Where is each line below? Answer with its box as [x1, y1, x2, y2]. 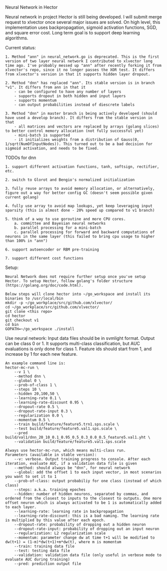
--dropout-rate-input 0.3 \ [14, 409, 72, 414]
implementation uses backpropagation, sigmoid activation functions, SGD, [5, 24, 158, 30]
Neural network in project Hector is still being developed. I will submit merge [5, 14, 162, 19]
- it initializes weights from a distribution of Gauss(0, [14, 137, 140, 142]
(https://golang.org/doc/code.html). [5, 283, 84, 288]
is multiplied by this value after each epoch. [5, 518, 106, 523]
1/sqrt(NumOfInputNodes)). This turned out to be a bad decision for [5, 142, 153, 146]
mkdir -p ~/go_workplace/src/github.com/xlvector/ [5, 300, 113, 305]
